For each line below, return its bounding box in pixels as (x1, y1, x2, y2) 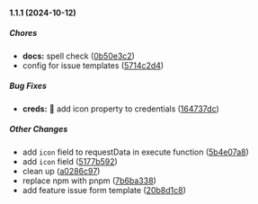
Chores (9, 28, 38, 39)
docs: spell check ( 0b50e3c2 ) (22, 50, 135, 61)
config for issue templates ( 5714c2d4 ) (22, 59, 165, 71)
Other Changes (9, 124, 68, 135)
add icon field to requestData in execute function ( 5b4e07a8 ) (22, 146, 250, 157)
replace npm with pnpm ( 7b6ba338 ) (22, 175, 157, 186)
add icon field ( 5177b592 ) (22, 155, 119, 166)
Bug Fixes (9, 81, 48, 92)
